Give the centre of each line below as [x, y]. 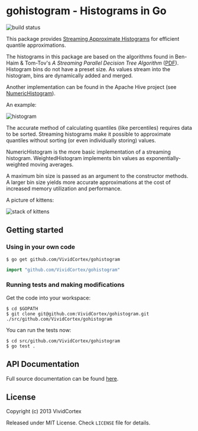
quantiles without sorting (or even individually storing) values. [81, 140]
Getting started [35, 230]
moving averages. [52, 164]
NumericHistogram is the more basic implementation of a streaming [89, 152]
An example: [21, 104]
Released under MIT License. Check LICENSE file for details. [78, 423]
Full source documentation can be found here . [62, 378]
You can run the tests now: [39, 330]
